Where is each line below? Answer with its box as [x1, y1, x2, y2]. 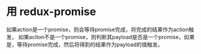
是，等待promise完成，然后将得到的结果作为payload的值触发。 [6, 41, 163, 48]
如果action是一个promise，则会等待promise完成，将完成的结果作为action [6, 26, 189, 33]
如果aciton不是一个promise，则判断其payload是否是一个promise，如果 [18, 33, 195, 40]
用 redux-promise [6, 5, 96, 19]
